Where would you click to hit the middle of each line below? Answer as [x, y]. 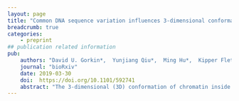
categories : [25, 34]
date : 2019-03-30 [46, 73]
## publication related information [62, 47]
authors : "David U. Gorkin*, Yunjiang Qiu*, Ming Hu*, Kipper [119, 60]
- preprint [36, 41]
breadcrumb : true [33, 27]
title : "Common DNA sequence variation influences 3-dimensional [106, 21]
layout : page [27, 14]
